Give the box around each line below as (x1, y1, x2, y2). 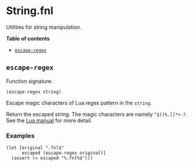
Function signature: (6, 78, 53, 85)
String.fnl (6, 4, 54, 18)
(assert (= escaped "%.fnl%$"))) (11, 155, 93, 161)
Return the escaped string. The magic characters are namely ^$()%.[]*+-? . (6, 111, 188, 118)
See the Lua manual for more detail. (6, 116, 93, 124)
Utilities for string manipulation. (6, 24, 82, 31)
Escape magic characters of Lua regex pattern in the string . (6, 99, 152, 106)
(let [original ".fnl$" (6, 145, 65, 151)
